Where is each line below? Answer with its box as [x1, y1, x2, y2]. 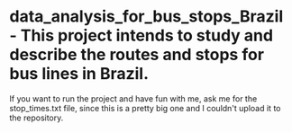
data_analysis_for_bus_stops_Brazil [9, 6, 284, 27]
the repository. [9, 112, 64, 123]
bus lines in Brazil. [9, 64, 150, 84]
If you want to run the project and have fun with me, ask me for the [9, 92, 258, 104]
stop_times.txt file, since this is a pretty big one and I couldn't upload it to [9, 102, 281, 113]
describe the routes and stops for [9, 45, 264, 65]
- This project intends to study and [9, 25, 273, 46]
